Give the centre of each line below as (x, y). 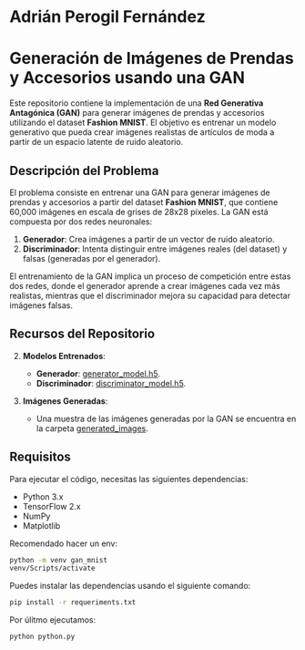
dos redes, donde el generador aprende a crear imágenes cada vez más (145, 285)
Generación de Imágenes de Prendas (152, 59)
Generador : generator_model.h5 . (98, 373)
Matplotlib (41, 525)
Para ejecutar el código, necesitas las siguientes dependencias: (129, 479)
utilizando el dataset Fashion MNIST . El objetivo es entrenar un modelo (143, 123)
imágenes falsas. (41, 305)
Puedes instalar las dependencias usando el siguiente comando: (130, 586)
